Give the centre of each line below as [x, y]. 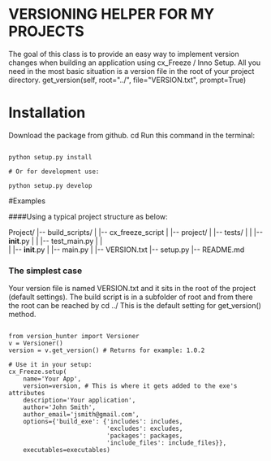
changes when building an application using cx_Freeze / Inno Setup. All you [135, 63]
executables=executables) [67, 450]
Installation [47, 113]
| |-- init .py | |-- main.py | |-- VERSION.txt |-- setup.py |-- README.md [127, 250]
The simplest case [45, 271]
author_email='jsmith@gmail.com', [81, 415]
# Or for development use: [54, 172]
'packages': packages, [145, 436]
